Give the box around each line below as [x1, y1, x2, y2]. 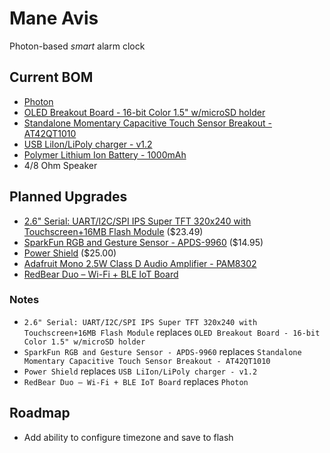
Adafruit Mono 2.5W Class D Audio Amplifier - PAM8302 [23, 257, 257, 269]
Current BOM [9, 69, 94, 86]
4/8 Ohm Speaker [23, 159, 98, 171]
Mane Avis [9, 7, 99, 30]
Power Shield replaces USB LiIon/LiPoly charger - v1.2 [23, 365, 258, 377]
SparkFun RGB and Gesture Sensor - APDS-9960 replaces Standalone [23, 345, 302, 357]
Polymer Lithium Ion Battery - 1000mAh [23, 148, 187, 161]
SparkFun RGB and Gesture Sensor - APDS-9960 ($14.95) [23, 236, 264, 248]
